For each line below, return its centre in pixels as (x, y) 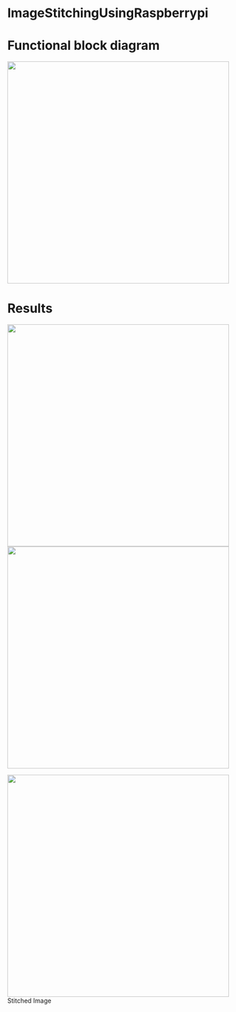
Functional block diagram (84, 46)
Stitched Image (29, 1001)
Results (30, 309)
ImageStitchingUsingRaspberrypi (108, 13)
